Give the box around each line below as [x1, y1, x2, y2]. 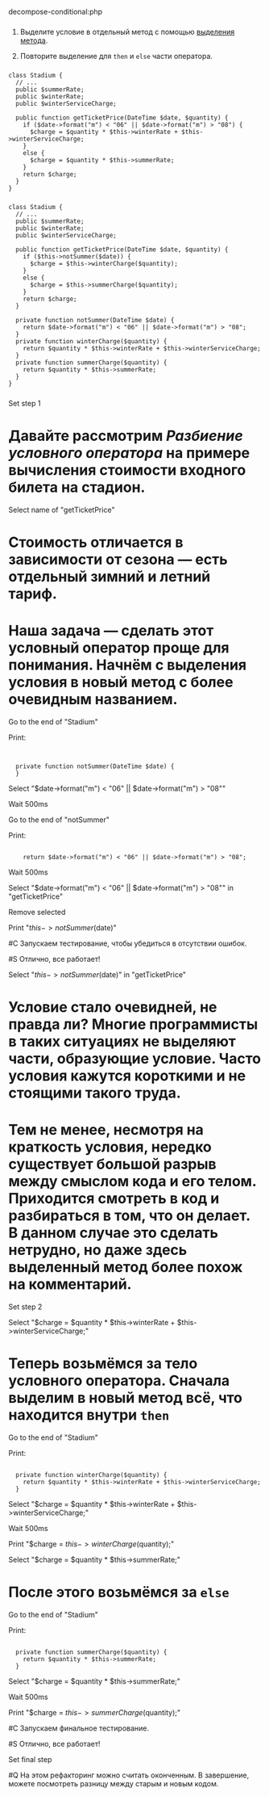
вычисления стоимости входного [8, 460, 246, 479]
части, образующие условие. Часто [8, 1049, 262, 1068]
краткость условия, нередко [8, 1138, 212, 1156]
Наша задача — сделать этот [8, 622, 214, 640]
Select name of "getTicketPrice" [8, 505, 115, 514]
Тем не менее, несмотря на [8, 1121, 204, 1139]
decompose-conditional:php [8, 7, 103, 16]
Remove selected [8, 907, 66, 917]
